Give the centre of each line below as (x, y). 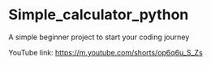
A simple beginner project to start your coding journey (99, 37)
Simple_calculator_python (99, 15)
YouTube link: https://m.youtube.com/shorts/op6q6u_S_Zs (105, 52)
